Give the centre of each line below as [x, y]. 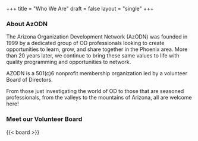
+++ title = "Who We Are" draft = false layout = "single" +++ [80, 9]
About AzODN [27, 24]
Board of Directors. [29, 80]
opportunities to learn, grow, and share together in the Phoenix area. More [97, 49]
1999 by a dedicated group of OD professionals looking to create [85, 43]
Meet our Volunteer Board [44, 119]
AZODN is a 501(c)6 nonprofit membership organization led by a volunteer [97, 73]
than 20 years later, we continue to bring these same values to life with [93, 56]
